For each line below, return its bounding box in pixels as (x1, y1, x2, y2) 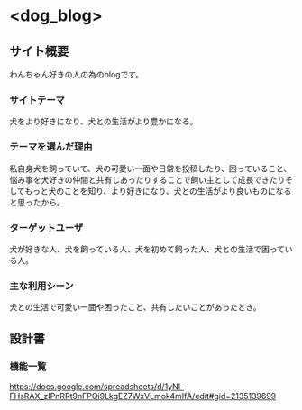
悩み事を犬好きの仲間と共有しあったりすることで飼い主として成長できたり (9, 174, 286, 185)
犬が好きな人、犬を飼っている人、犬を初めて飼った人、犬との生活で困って (9, 243, 286, 254)
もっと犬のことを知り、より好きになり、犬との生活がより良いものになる (23, 186, 292, 196)
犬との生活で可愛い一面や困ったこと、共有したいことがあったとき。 (9, 302, 261, 313)
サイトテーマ (9, 94, 66, 106)
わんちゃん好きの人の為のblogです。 (9, 69, 144, 79)
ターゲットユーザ (9, 222, 84, 234)
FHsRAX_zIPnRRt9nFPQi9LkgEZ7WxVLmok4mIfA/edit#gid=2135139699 (9, 390, 277, 401)
